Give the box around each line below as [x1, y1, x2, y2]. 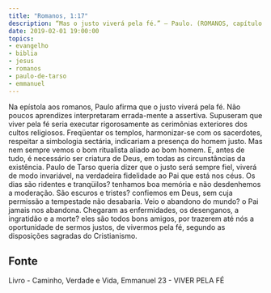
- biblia [8, 49, 38, 57]
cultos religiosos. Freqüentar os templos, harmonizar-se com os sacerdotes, [8, 127, 263, 138]
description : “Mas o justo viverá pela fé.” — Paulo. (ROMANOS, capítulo [8, 19, 263, 28]
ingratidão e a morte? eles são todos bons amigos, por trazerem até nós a [8, 214, 255, 223]
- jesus [8, 57, 35, 66]
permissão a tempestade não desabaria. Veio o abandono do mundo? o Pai [8, 196, 259, 206]
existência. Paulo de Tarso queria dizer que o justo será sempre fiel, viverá [8, 162, 257, 172]
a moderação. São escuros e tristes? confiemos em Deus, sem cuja [8, 188, 233, 197]
